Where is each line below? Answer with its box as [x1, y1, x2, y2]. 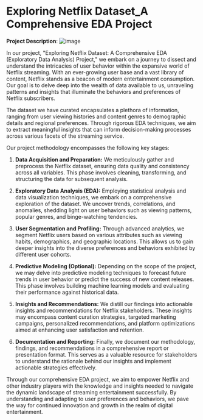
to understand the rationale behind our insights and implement [15, 357, 171, 365]
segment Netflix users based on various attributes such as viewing [15, 231, 182, 238]
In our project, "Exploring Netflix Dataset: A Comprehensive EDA [6, 49, 167, 56]
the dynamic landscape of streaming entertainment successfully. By [6, 388, 177, 396]
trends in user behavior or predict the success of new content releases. [15, 276, 194, 283]
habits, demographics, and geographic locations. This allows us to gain [15, 238, 193, 245]
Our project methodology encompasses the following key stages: [6, 144, 170, 151]
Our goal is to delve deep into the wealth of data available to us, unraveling [6, 81, 194, 89]
